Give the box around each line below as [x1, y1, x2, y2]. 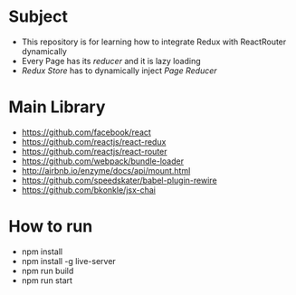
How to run [8, 216, 93, 237]
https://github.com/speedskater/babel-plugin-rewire [21, 175, 218, 186]
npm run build [21, 265, 74, 276]
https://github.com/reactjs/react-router [21, 146, 168, 157]
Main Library [8, 97, 106, 118]
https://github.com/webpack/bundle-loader [21, 156, 185, 167]
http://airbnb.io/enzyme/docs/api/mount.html [21, 165, 191, 176]
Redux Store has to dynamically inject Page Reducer [21, 65, 218, 76]
